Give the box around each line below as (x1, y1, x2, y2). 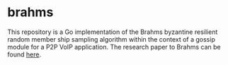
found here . (7, 50, 41, 59)
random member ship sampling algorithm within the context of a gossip (7, 35, 216, 43)
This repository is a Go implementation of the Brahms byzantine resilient (7, 28, 218, 36)
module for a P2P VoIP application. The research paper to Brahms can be (7, 42, 221, 51)
